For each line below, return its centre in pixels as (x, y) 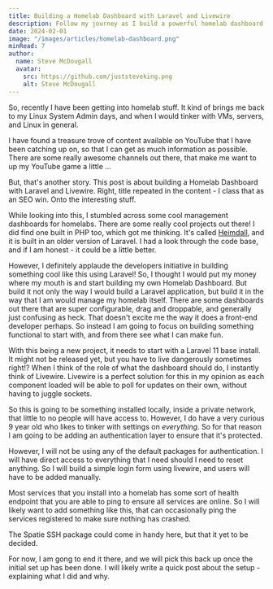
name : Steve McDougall (54, 62)
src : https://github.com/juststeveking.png (98, 76)
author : (22, 54)
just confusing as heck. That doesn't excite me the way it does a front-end (133, 317)
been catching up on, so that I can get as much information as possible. (128, 149)
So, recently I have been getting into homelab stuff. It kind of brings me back (136, 107)
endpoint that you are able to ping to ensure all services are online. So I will (134, 501)
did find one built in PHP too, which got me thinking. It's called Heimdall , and (136, 232)
